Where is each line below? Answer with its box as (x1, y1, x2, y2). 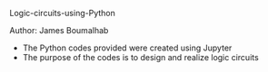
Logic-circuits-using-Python (9, 8, 115, 18)
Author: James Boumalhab (9, 25, 109, 35)
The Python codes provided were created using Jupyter (22, 42, 233, 53)
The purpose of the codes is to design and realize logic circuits (22, 52, 259, 62)
